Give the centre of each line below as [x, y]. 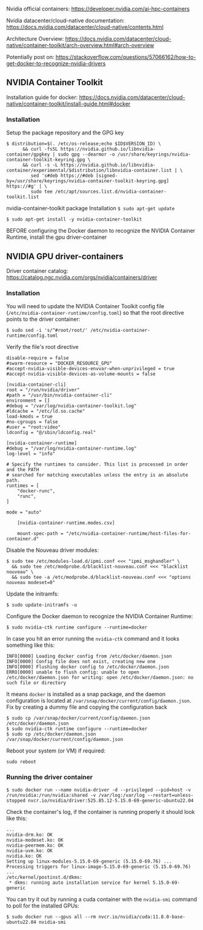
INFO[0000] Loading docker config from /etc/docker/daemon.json [89, 656]
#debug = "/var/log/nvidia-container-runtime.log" [72, 449]
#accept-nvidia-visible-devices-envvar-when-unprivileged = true [90, 369]
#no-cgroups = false [32, 422]
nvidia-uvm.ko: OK [29, 850]
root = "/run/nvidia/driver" [43, 390]
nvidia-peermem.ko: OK [35, 845]
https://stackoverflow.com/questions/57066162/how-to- [126, 57]
